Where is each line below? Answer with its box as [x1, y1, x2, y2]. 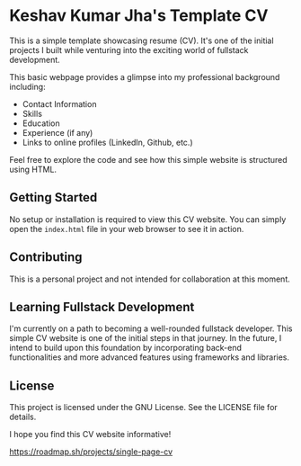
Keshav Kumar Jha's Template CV [9, 5, 269, 26]
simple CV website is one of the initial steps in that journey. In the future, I [9, 333, 282, 344]
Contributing [9, 249, 83, 265]
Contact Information [22, 98, 97, 109]
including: [9, 81, 47, 92]
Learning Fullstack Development [9, 299, 195, 315]
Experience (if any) [22, 127, 93, 138]
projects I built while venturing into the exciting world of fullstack [9, 44, 249, 55]
